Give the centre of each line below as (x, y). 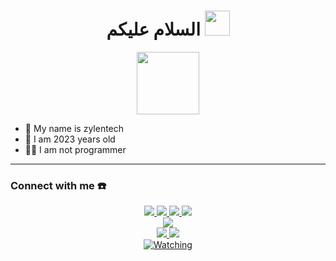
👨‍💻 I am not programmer (75, 149)
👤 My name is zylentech (74, 128)
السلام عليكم (153, 29)
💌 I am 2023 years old (70, 139)
